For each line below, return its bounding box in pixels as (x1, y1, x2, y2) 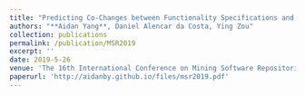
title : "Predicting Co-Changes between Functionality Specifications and (9, 13, 295, 23)
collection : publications (9, 30, 107, 39)
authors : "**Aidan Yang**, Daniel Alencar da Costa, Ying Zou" (9, 22, 254, 31)
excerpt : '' (9, 47, 54, 56)
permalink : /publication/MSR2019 (9, 38, 136, 48)
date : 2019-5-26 (9, 55, 71, 64)
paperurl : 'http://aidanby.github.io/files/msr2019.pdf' (9, 72, 230, 81)
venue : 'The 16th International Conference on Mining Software (9, 64, 254, 73)
